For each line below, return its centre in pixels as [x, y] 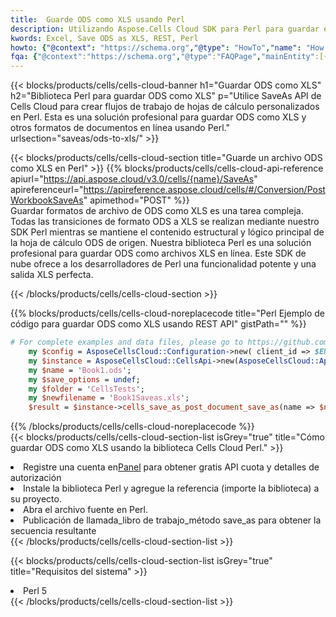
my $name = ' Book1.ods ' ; [80, 370]
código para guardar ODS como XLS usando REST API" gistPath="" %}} [158, 324]
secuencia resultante [53, 531]
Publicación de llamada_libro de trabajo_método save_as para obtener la [172, 520]
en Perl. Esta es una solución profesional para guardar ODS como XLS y [158, 117]
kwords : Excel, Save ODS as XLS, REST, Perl [104, 38]
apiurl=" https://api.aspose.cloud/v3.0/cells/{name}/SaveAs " [134, 179]
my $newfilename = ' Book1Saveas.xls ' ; [109, 398]
